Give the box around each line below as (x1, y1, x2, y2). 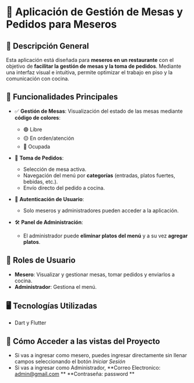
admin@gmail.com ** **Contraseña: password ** (14, 371, 135, 378)
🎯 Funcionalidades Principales (6, 92, 118, 102)
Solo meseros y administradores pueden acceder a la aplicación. (23, 207, 179, 214)
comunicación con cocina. (6, 75, 70, 82)
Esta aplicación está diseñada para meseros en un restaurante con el (6, 57, 174, 63)
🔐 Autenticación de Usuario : (14, 195, 84, 202)
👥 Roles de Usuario (6, 256, 76, 265)
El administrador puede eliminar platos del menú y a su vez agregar (23, 232, 188, 239)
